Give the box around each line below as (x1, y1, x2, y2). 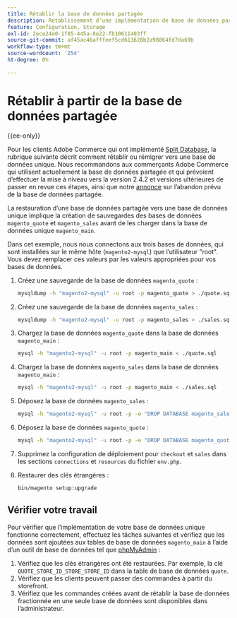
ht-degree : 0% (7, 57, 49, 64)
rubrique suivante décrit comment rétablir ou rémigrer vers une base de (7, 153, 216, 161)
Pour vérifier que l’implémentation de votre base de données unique (7, 523, 206, 531)
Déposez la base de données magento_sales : (17, 397, 150, 405)
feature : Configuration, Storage (7, 23, 106, 30)
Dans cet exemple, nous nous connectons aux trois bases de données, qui (7, 239, 224, 248)
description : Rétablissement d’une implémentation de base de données (7, 17, 219, 24)
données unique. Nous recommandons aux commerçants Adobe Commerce (7, 160, 229, 168)
